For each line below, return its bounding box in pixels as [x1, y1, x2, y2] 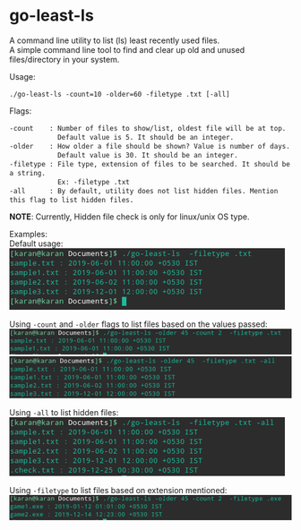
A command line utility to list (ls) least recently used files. [9, 35, 220, 46]
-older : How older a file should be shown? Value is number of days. [9, 141, 291, 150]
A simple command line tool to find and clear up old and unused [9, 44, 245, 55]
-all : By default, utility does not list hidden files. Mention [9, 186, 279, 195]
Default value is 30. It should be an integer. [56, 150, 239, 159]
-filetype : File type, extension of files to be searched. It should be [9, 159, 291, 168]
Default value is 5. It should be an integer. [56, 132, 235, 141]
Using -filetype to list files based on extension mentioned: [9, 485, 228, 496]
